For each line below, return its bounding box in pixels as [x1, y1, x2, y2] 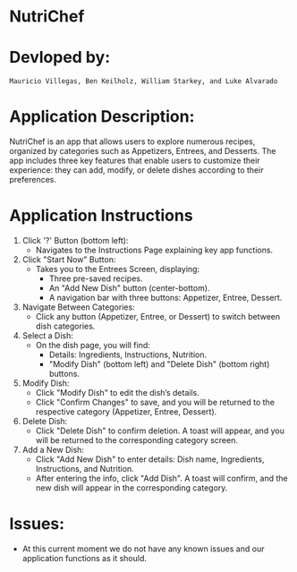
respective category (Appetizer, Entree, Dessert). [35, 406, 217, 417]
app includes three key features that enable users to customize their [9, 155, 261, 166]
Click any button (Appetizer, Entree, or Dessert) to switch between [35, 312, 281, 321]
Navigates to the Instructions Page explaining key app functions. [35, 244, 274, 255]
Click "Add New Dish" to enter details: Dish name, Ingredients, [35, 454, 265, 465]
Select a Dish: [21, 330, 74, 341]
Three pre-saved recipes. [48, 273, 143, 284]
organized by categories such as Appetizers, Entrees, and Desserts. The [9, 146, 276, 157]
